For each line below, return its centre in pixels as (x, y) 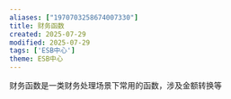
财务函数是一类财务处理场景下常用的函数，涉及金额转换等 (115, 85)
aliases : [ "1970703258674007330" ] (74, 17)
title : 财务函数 (37, 26)
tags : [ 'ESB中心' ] (42, 51)
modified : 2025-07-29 (50, 42)
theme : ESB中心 (36, 59)
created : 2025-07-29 (48, 34)
